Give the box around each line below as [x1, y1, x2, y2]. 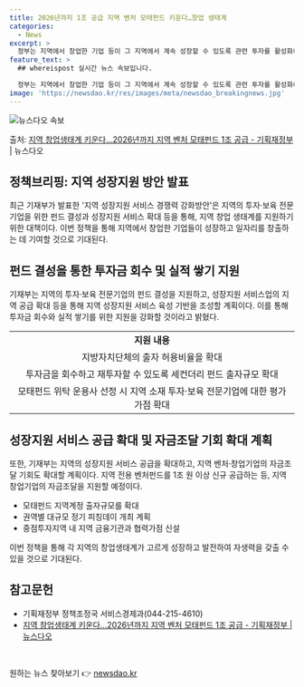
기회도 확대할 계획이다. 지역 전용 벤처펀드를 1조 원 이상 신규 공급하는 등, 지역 [18, 469, 287, 480]
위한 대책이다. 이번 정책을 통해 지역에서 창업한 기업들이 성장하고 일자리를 [9, 223, 265, 234]
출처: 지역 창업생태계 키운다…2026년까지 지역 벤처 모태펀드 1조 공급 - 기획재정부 [9, 133, 294, 145]
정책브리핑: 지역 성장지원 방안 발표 [9, 174, 189, 190]
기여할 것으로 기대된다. [28, 234, 109, 245]
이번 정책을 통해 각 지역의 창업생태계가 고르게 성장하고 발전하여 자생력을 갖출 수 [9, 542, 290, 553]
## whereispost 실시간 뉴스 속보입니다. [17, 64, 153, 73]
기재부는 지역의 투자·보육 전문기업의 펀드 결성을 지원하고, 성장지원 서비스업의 [9, 289, 280, 300]
